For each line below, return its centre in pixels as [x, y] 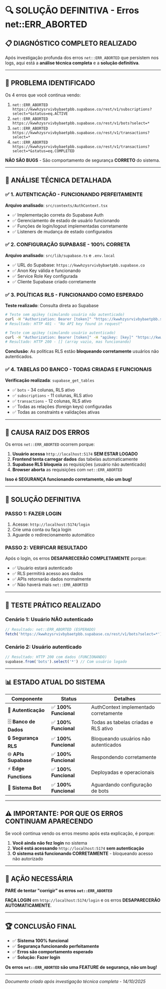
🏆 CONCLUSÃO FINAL [41, 926]
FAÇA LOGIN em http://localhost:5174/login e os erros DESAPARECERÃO [83, 900]
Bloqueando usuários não [121, 739]
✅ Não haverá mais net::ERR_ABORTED [50, 584]
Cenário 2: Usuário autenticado [43, 647]
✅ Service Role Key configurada [45, 276]
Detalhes [125, 699]
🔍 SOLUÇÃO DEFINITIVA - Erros [72, 11]
